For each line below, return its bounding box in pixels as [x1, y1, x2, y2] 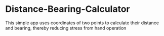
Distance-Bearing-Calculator [5, 3, 130, 15]
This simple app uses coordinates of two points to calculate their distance [5, 20, 159, 26]
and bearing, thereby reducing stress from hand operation [5, 25, 127, 31]
